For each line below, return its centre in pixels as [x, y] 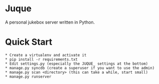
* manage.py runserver [28, 77]
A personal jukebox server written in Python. [50, 22]
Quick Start [29, 42]
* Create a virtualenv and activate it [46, 55]
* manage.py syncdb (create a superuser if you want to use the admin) [80, 68]
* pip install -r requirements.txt [41, 59]
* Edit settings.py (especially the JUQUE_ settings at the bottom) [77, 64]
